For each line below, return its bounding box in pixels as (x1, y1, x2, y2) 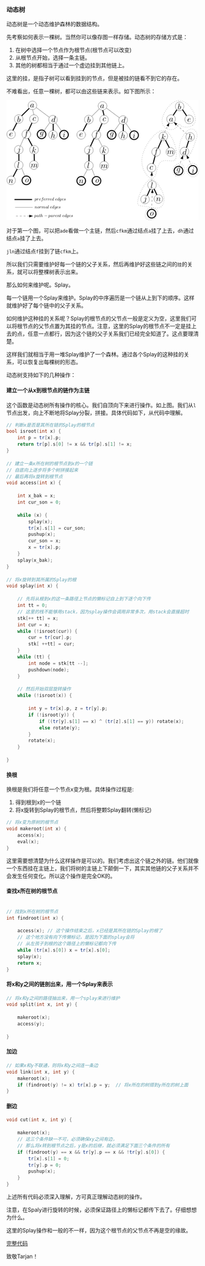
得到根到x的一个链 (15, 799, 62, 806)
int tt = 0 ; (17, 602, 48, 609)
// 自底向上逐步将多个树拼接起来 (6, 467, 78, 473)
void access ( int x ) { (6, 480, 62, 486)
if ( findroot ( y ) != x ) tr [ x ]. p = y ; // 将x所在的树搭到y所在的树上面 (17, 1081, 189, 1088)
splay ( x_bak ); (17, 557, 53, 563)
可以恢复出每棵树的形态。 (16, 359, 81, 366)
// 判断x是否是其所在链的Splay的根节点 (6, 422, 95, 428)
